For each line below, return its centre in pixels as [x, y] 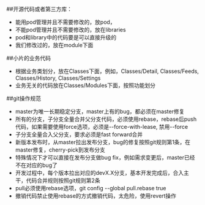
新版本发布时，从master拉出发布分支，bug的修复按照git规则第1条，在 [103, 142]
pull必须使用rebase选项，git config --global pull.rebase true [91, 188]
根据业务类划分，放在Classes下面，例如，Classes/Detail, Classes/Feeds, [107, 71]
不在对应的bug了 [36, 165]
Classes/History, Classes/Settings [58, 78]
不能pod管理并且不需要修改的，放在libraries [71, 30]
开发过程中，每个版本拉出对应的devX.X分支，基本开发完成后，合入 [99, 173]
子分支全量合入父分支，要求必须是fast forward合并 [79, 134]
